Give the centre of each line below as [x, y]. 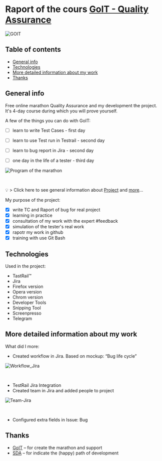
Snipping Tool [26, 308]
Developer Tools [29, 302]
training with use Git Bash [39, 238]
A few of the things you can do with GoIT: [48, 120]
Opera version [27, 292]
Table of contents [33, 49]
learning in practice [32, 215]
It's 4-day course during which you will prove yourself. [61, 111]
